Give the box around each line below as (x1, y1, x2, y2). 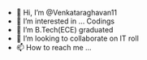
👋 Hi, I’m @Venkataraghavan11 (15, 8, 118, 17)
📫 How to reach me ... (15, 43, 92, 52)
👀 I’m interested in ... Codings (15, 16, 115, 26)
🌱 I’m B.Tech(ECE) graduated (15, 25, 114, 34)
